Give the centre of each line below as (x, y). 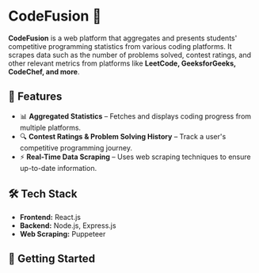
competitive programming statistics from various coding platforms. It (120, 46)
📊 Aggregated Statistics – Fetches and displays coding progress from (135, 116)
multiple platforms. (50, 127)
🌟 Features (35, 97)
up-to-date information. (58, 168)
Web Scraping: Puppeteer (63, 233)
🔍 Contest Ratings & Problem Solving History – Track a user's (123, 136)
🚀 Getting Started (52, 258)
